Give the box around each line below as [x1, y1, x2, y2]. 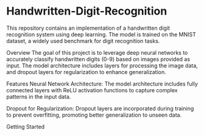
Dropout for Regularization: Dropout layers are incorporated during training [6, 104, 194, 112]
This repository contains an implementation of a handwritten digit [6, 24, 171, 32]
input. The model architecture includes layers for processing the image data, [6, 62, 198, 69]
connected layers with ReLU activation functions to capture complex [6, 86, 178, 93]
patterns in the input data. [6, 93, 71, 100]
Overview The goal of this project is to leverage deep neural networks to [6, 49, 188, 56]
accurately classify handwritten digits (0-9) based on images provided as [6, 55, 191, 63]
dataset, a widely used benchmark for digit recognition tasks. [6, 37, 160, 44]
